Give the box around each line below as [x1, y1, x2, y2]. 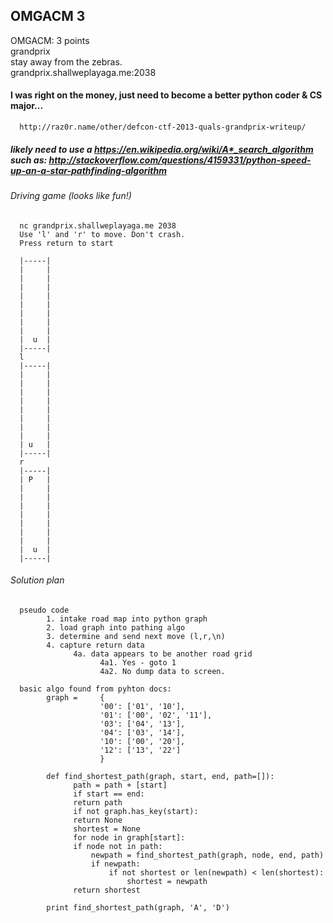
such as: [10, 154, 48, 166]
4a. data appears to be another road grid [73, 649, 253, 659]
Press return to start [19, 238, 114, 248]
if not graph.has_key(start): [73, 806, 199, 816]
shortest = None [73, 824, 141, 834]
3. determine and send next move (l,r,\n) [46, 631, 226, 641]
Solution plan [10, 574, 65, 586]
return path [73, 797, 123, 808]
